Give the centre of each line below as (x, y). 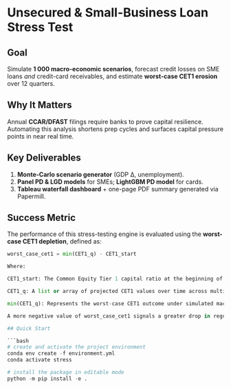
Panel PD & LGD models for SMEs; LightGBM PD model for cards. (110, 181)
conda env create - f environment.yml (61, 354)
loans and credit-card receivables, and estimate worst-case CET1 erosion (112, 76)
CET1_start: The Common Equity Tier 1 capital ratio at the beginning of (115, 279)
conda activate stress (40, 360)
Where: (16, 267)
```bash (18, 341)
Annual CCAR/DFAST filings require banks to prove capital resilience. (106, 121)
